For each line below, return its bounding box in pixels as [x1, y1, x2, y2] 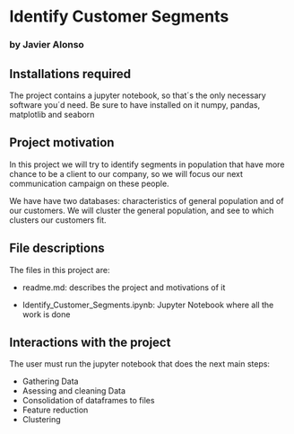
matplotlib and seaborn [9, 109, 95, 120]
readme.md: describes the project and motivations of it [22, 281, 226, 293]
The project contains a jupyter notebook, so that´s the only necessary [9, 90, 266, 101]
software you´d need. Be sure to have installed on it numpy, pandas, [9, 99, 261, 110]
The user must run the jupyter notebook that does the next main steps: [9, 359, 271, 369]
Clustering [22, 414, 61, 425]
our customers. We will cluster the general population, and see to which [9, 205, 274, 216]
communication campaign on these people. [9, 178, 169, 189]
